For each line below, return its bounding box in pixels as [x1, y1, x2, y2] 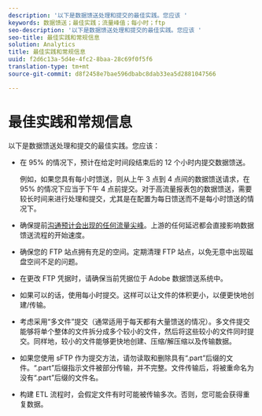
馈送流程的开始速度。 [19, 230, 89, 240]
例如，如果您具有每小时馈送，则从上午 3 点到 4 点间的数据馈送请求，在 [19, 174, 250, 183]
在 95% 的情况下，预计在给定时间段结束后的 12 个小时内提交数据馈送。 [19, 157, 250, 167]
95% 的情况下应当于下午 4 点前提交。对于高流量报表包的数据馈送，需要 [19, 184, 253, 193]
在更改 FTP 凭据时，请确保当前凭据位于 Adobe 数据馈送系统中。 [19, 273, 228, 283]
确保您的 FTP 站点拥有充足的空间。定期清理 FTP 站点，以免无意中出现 [19, 247, 247, 256]
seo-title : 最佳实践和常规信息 [8, 33, 100, 42]
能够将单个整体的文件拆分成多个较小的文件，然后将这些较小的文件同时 [19, 326, 248, 336]
